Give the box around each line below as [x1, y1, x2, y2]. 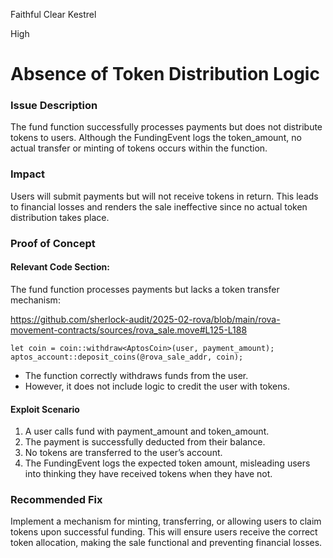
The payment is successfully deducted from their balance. [24, 436, 266, 448]
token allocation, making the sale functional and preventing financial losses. [10, 537, 323, 549]
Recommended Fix [10, 493, 103, 507]
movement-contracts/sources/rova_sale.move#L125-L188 [10, 324, 248, 336]
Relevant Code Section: [10, 261, 110, 273]
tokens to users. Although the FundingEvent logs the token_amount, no [10, 132, 302, 144]
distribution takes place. [10, 211, 110, 223]
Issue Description [10, 99, 98, 113]
